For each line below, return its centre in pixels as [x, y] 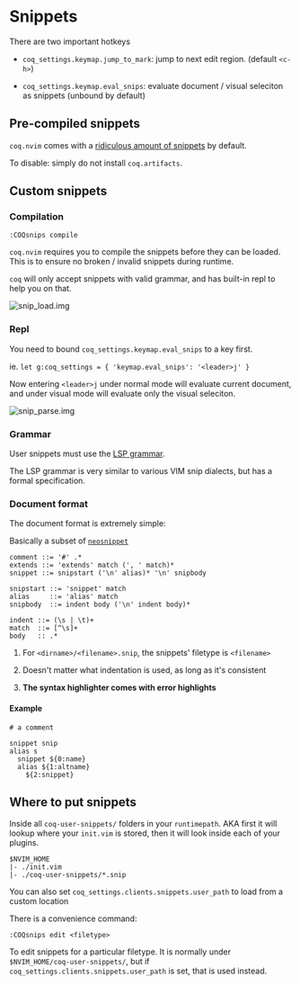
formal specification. [47, 481]
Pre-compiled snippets [75, 124]
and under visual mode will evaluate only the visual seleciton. [123, 393]
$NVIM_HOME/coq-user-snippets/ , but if [79, 962]
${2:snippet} [50, 775]
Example [26, 708]
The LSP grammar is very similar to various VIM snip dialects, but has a [141, 471]
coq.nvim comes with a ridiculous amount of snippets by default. [128, 145]
